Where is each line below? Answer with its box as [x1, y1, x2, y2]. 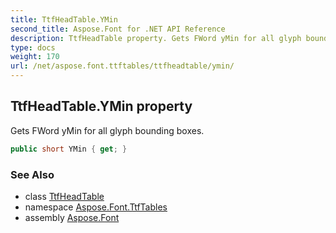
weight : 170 [10, 52, 60, 62]
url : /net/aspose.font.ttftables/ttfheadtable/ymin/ [10, 61, 235, 71]
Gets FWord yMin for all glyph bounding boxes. [10, 124, 205, 136]
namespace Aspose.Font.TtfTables [24, 201, 168, 213]
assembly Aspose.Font [24, 211, 120, 223]
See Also [10, 167, 55, 181]
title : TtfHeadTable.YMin [10, 14, 118, 25]
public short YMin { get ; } [10, 144, 128, 154]
